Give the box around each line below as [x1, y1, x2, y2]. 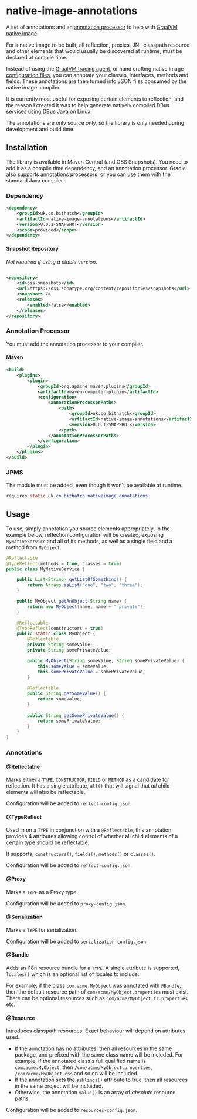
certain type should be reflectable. [6, 839, 90, 846]
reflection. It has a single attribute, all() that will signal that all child [6, 782, 170, 789]
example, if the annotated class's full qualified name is [14, 1058, 147, 1065]
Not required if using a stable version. [6, 258, 98, 265]
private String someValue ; [27, 642, 93, 648]
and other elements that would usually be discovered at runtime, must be [6, 47, 183, 54]
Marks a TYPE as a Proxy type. [6, 888, 78, 895]
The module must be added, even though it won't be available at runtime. [6, 482, 183, 489]
